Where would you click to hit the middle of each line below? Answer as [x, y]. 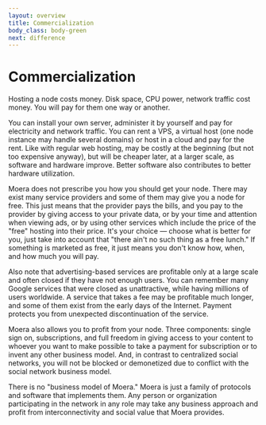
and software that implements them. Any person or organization [113, 396]
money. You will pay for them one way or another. [89, 107]
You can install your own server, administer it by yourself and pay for [120, 123]
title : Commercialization [51, 23]
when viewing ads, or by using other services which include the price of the [132, 222]
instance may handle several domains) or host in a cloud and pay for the [126, 140]
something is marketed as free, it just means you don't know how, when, [127, 248]
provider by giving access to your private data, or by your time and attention [133, 214]
